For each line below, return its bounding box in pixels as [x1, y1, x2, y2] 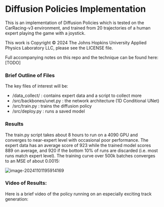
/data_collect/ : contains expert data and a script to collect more [12, 92, 142, 99]
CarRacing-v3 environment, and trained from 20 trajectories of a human [5, 25, 151, 30]
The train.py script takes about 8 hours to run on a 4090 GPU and [5, 132, 138, 138]
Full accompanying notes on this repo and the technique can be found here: [5, 54, 159, 60]
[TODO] [5, 59, 21, 65]
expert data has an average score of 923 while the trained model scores [5, 142, 151, 148]
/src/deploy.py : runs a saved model [12, 108, 85, 114]
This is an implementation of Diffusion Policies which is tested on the [5, 20, 144, 26]
